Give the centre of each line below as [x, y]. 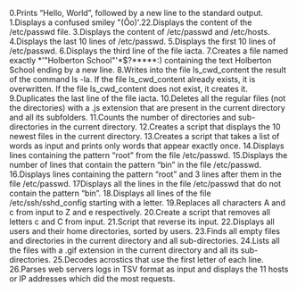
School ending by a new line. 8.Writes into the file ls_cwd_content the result [148, 70]
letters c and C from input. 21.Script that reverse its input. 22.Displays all [142, 222]
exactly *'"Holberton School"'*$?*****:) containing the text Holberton [140, 60]
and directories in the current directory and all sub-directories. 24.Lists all [144, 241]
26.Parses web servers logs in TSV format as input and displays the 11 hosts [149, 269]
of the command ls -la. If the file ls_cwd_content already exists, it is [132, 79]
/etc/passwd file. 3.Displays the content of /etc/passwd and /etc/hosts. [140, 32]
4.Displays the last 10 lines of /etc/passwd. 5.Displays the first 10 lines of [143, 41]
